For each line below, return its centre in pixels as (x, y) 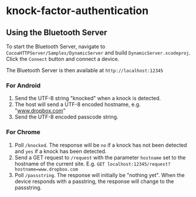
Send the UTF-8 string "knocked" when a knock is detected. (88, 98)
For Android (23, 85)
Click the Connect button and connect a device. (63, 59)
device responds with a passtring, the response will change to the (94, 181)
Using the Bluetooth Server (57, 33)
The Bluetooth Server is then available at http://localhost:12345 (85, 70)
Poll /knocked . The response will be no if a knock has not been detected (101, 145)
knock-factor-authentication (77, 11)
